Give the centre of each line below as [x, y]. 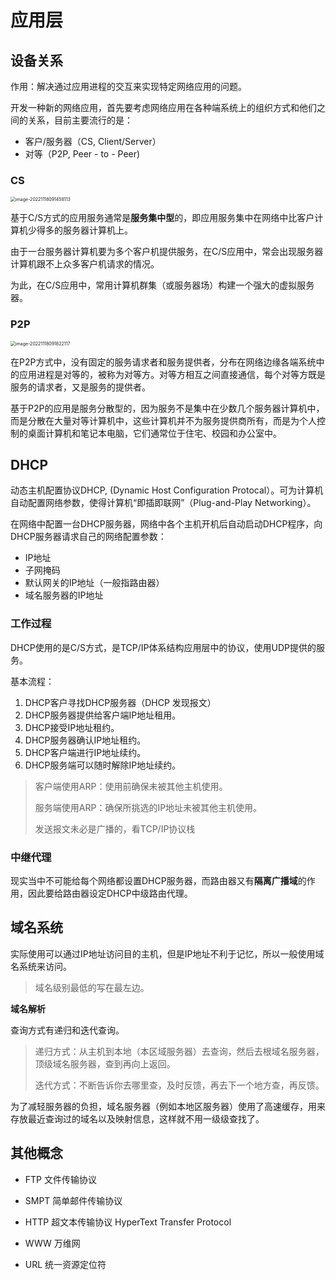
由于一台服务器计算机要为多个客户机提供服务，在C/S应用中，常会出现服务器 [167, 252]
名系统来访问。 [41, 966]
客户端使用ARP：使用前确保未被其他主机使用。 [131, 786]
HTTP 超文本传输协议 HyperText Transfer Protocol [128, 1222]
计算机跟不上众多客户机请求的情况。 [85, 264]
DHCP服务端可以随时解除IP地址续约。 [103, 765]
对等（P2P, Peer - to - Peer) [82, 154]
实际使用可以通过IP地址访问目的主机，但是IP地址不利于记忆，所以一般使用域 [167, 953]
